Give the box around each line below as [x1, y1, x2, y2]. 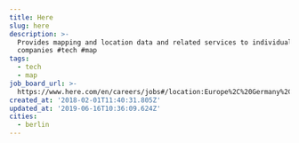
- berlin [17, 121, 50, 130]
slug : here [9, 21, 50, 30]
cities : [9, 112, 38, 121]
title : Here [9, 12, 53, 22]
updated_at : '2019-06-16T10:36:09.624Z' [9, 104, 162, 113]
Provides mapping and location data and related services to [17, 37, 249, 47]
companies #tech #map [17, 46, 98, 55]
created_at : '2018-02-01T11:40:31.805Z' [9, 95, 162, 105]
